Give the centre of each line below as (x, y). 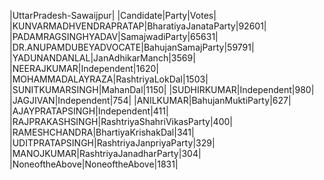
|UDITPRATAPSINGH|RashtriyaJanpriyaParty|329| (112, 143)
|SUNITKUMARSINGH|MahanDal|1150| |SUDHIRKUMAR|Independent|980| (162, 89)
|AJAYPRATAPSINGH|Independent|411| (89, 111)
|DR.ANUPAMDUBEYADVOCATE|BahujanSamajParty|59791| (132, 47)
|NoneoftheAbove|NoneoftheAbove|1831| (94, 164)
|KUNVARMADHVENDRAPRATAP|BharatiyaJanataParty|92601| (138, 26)
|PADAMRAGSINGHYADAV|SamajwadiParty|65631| (114, 36)
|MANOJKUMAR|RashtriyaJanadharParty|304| (105, 153)
